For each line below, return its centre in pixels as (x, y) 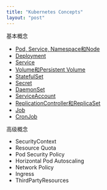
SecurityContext (36, 141)
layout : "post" (26, 18)
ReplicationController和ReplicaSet (58, 103)
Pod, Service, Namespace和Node (57, 49)
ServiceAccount (35, 96)
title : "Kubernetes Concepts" (45, 12)
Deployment (31, 56)
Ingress (25, 174)
